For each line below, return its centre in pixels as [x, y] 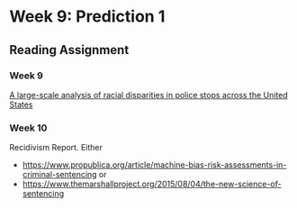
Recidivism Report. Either [56, 148]
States [21, 104]
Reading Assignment [69, 50]
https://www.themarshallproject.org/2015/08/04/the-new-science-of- [152, 184]
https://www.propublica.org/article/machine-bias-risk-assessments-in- [154, 165]
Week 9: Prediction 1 [87, 17]
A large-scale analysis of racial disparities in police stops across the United [148, 95]
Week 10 [28, 128]
